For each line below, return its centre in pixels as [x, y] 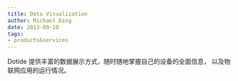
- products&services [38, 40]
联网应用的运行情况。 [39, 70]
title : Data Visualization [48, 14]
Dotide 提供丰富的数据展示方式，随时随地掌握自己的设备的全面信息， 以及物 [119, 62]
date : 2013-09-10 [33, 27]
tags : [15, 34]
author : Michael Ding [40, 21]
